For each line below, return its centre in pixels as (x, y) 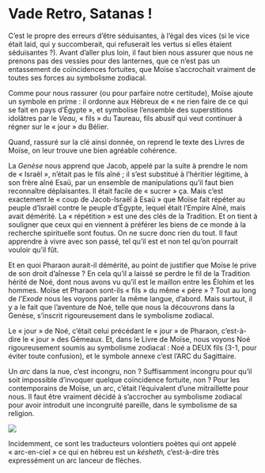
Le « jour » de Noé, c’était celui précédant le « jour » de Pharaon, (114, 331)
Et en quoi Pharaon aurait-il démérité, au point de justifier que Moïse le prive (132, 265)
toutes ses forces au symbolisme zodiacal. (78, 78)
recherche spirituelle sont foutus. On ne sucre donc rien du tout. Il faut (123, 233)
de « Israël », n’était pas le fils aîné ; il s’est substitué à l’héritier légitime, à (129, 174)
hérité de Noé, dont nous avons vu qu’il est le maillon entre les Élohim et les (131, 282)
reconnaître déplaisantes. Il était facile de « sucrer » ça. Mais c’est (116, 191)
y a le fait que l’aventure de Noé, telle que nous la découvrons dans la (121, 307)
